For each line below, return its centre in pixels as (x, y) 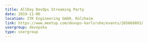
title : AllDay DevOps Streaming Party (45, 9)
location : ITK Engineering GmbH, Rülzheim (49, 18)
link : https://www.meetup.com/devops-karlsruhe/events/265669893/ (74, 23)
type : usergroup (22, 32)
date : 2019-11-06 (23, 14)
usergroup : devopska (26, 28)
